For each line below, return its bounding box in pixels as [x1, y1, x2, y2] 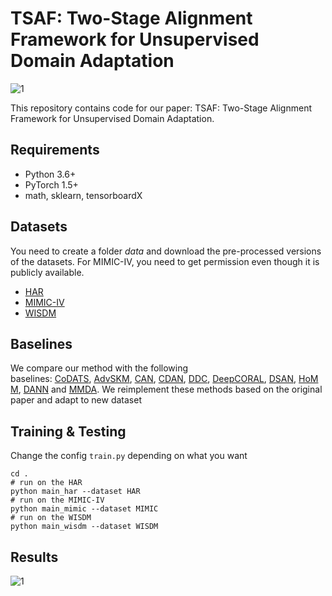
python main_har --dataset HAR [10, 487, 141, 497]
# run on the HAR [10, 478, 83, 488]
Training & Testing [10, 423, 127, 440]
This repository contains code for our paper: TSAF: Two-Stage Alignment [10, 102, 313, 114]
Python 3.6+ [24, 168, 77, 180]
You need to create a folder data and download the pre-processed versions [10, 245, 322, 257]
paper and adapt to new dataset [10, 394, 142, 406]
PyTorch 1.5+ [24, 178, 79, 191]
